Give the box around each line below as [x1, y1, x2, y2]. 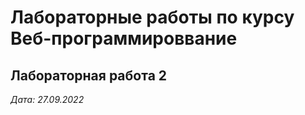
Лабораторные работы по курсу [10, 6, 295, 29]
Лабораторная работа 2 [10, 67, 168, 84]
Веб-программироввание [10, 27, 238, 50]
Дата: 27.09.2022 [10, 94, 85, 105]
